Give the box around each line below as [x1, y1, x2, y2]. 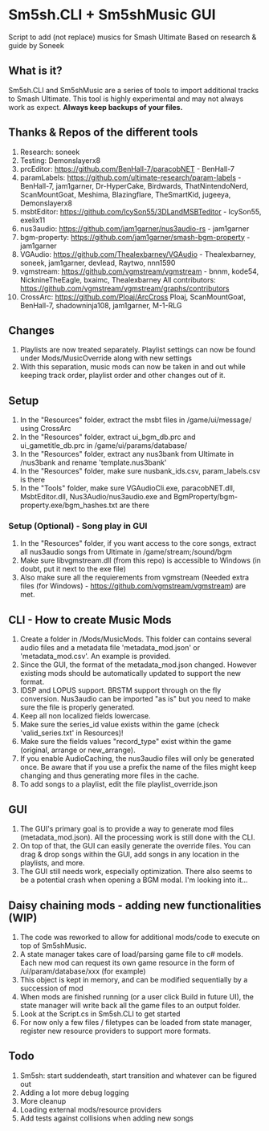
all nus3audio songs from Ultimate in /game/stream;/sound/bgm [19, 547, 233, 557]
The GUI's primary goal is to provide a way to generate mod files [19, 824, 234, 834]
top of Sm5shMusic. [19, 941, 87, 950]
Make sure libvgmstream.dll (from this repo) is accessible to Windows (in [19, 555, 261, 565]
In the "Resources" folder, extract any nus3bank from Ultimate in [19, 450, 234, 459]
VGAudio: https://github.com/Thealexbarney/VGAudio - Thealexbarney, [19, 249, 256, 258]
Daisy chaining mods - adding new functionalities [8, 898, 262, 912]
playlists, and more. [19, 858, 85, 868]
